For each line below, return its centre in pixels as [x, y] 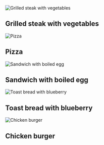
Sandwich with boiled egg [47, 80]
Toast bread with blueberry [49, 108]
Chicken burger [30, 136]
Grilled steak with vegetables [52, 24]
